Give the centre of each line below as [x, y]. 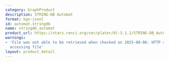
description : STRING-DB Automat [39, 14]
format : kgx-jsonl [24, 19]
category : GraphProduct [30, 10]
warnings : [16, 38]
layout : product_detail [30, 51]
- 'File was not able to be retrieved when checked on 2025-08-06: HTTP [83, 42]
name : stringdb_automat [30, 28]
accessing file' [27, 47]
